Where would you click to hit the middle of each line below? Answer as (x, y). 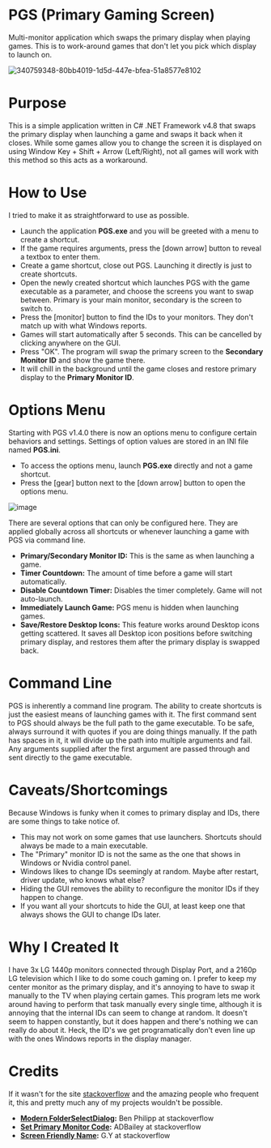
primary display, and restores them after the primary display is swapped (140, 641)
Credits (34, 1071)
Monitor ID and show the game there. (83, 360)
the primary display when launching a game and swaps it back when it (125, 134)
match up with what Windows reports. (83, 325)
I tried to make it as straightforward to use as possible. (99, 215)
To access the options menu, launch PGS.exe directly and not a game (136, 465)
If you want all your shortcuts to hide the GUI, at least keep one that (132, 906)
